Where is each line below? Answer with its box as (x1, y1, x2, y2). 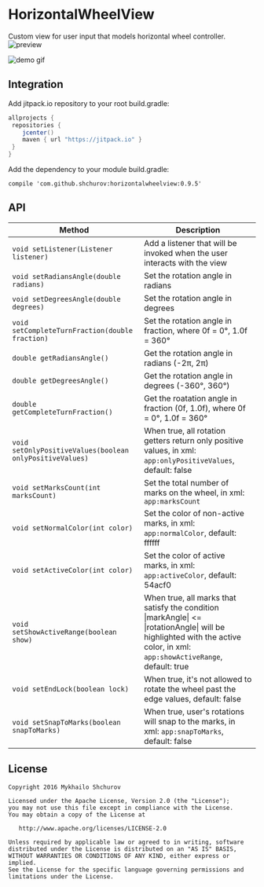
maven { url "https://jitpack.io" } (22, 136, 143, 144)
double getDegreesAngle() (12, 376, 109, 385)
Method (59, 224, 90, 235)
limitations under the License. (8, 872, 114, 881)
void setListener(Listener (12, 244, 113, 253)
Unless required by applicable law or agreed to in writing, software (8, 838, 244, 846)
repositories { (11, 121, 61, 129)
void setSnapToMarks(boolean (12, 717, 121, 727)
